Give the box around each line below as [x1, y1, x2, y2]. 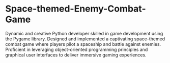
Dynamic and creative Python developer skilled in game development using [5, 30, 163, 36]
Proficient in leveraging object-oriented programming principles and [5, 46, 148, 52]
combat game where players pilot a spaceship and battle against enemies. [5, 41, 161, 47]
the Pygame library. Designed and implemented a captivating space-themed [5, 36, 165, 42]
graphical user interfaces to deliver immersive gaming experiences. [5, 51, 147, 58]
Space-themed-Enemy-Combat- [5, 3, 146, 15]
